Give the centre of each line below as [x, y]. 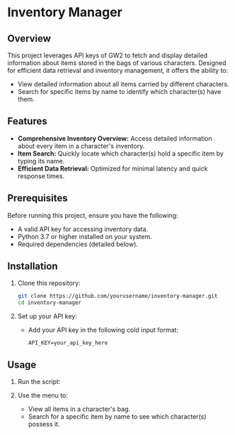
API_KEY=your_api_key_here [68, 343]
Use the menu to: [43, 395]
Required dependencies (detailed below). [78, 244]
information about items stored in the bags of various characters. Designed [117, 63]
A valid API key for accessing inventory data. [83, 229]
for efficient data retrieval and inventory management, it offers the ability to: [118, 70]
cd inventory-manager [49, 303]
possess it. [44, 424]
